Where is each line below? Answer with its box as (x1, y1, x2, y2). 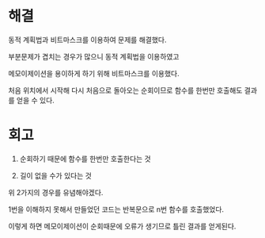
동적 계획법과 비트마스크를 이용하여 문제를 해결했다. (8, 35, 167, 44)
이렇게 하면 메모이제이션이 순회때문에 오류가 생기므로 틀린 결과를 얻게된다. (8, 221, 237, 231)
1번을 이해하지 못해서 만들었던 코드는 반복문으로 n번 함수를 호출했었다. (8, 204, 224, 214)
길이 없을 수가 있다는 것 (19, 171, 93, 180)
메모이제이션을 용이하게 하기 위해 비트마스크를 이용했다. (8, 68, 180, 78)
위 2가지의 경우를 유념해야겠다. (8, 187, 104, 197)
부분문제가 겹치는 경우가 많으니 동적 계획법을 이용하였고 (8, 52, 180, 61)
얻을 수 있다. (16, 95, 55, 105)
